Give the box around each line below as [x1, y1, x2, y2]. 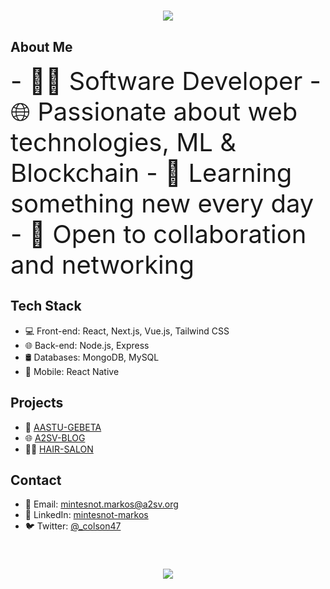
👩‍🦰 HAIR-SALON [24, 443, 94, 455]
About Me [10, 38, 73, 55]
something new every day [10, 188, 315, 219]
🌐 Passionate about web [10, 96, 298, 127]
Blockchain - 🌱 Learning [10, 157, 293, 189]
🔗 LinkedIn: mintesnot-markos [24, 509, 149, 521]
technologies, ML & [10, 126, 237, 158]
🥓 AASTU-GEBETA [24, 421, 102, 433]
